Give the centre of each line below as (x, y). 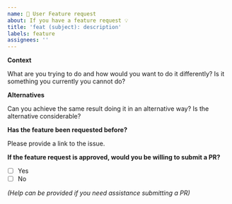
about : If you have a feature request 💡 (68, 20)
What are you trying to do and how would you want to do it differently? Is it (116, 74)
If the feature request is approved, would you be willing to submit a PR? (114, 157)
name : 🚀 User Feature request (52, 14)
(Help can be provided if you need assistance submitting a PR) (99, 193)
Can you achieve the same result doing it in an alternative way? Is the (108, 109)
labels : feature (31, 34)
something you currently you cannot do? (66, 81)
